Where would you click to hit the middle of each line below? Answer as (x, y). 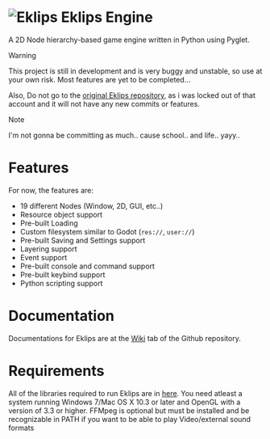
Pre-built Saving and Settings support (83, 240)
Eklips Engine (107, 17)
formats (21, 428)
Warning (22, 55)
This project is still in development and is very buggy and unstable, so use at (135, 71)
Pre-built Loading (49, 223)
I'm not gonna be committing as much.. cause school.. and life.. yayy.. (124, 135)
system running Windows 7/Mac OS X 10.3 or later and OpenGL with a (125, 402)
